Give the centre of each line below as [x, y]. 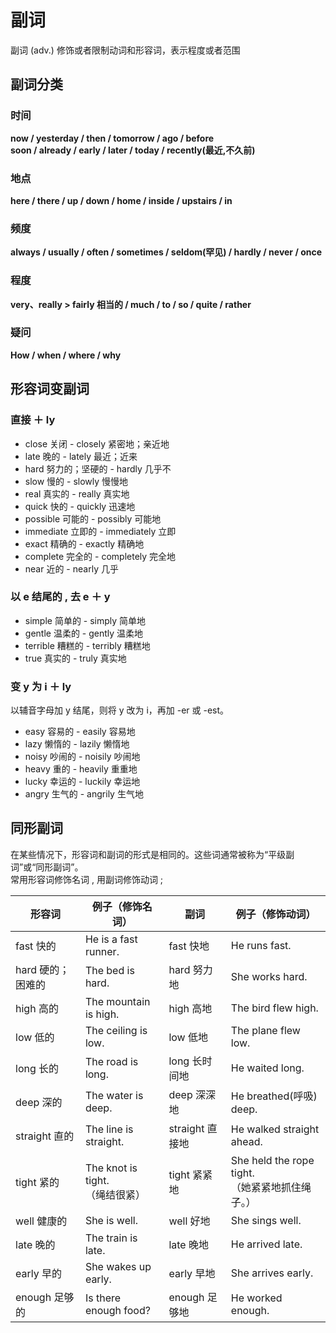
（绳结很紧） [115, 1194]
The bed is [109, 970]
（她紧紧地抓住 [266, 1187]
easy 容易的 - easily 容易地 [80, 732]
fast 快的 [36, 946]
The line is [109, 1129]
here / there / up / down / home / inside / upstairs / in [121, 200]
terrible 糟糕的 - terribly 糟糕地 [87, 645]
